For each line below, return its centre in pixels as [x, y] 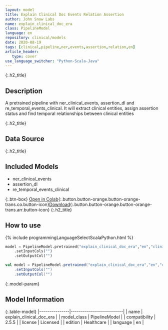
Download [60, 204]
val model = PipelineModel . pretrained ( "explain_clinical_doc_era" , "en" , [82, 265]
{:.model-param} [22, 283]
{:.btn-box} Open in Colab [32, 199]
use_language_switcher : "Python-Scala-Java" [52, 61]
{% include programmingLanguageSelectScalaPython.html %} [69, 237]
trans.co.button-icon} [27, 204]
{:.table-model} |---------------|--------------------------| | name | [74, 311]
